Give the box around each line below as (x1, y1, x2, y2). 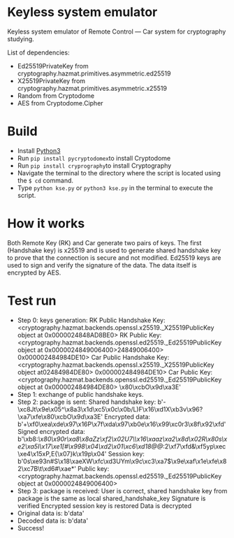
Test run (7, 293, 57, 308)
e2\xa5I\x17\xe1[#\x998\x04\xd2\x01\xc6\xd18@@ (17, 442, 163, 451)
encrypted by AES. (7, 268, 61, 277)
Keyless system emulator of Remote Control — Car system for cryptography (7, 27, 226, 36)
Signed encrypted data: (17, 427, 86, 435)
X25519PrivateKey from (17, 76, 86, 85)
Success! (17, 523, 45, 532)
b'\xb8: (17, 435, 38, 443)
